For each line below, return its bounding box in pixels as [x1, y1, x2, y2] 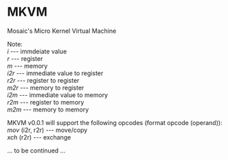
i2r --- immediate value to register [7, 69, 104, 77]
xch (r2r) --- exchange [7, 133, 71, 141]
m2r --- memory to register [7, 83, 84, 92]
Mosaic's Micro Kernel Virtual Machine [7, 27, 117, 35]
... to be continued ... [7, 146, 66, 155]
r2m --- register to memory [7, 98, 84, 106]
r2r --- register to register [7, 76, 80, 84]
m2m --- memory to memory [7, 105, 89, 114]
